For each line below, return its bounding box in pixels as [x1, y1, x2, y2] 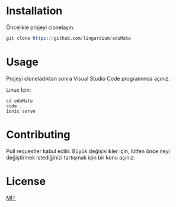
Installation [6, 4, 63, 18]
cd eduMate [6, 98, 33, 104]
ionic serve [6, 108, 36, 114]
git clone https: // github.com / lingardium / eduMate [6, 35, 132, 41]
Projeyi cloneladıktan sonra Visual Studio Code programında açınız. [6, 75, 170, 82]
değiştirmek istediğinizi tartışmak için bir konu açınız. [6, 154, 135, 161]
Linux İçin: [6, 86, 31, 93]
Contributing [6, 128, 71, 141]
